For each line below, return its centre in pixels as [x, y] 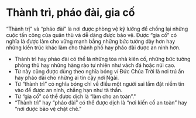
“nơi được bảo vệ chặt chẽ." [48, 109]
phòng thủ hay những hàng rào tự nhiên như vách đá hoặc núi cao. [95, 65]
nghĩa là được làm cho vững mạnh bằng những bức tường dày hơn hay [91, 41]
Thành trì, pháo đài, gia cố [71, 13]
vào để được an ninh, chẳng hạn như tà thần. [68, 90]
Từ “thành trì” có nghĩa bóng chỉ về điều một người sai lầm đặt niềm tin [99, 84]
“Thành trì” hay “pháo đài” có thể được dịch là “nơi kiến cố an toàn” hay [101, 102]
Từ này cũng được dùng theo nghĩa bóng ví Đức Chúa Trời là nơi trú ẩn [99, 71]
